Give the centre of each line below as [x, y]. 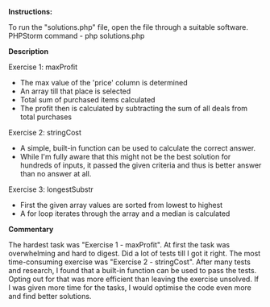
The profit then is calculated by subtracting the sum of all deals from [134, 108]
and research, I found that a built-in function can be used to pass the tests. [133, 270]
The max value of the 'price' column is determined [104, 83]
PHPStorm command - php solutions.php [77, 36]
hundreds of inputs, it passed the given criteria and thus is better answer [141, 165]
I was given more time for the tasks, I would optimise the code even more [130, 288]
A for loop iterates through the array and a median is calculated [125, 214]
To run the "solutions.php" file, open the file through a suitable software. [128, 27]
